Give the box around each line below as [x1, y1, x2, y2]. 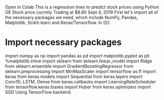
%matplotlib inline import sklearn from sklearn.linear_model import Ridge [5, 58, 153, 64]
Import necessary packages [5, 37, 122, 48]
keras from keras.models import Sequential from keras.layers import [5, 73, 143, 80]
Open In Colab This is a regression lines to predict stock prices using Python [5, 4, 159, 10]
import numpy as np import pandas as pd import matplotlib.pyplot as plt [5, 53, 150, 59]
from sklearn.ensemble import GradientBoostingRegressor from [5, 63, 134, 69]
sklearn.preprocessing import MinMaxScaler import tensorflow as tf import [5, 68, 156, 74]
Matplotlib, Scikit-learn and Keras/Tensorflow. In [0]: [5, 20, 111, 25]
